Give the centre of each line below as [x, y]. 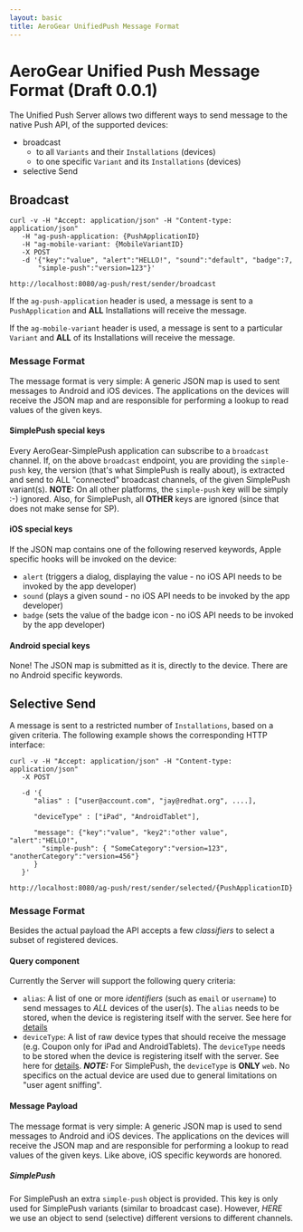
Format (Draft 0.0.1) [84, 90]
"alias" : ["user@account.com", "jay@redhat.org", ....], [145, 801]
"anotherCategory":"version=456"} [75, 856]
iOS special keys [41, 529]
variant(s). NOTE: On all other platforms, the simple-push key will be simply [149, 489]
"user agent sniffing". [62, 1085]
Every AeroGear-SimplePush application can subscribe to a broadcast [139, 450]
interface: [27, 745]
